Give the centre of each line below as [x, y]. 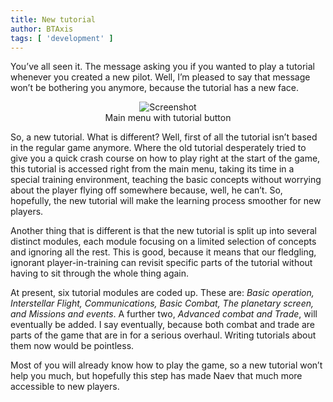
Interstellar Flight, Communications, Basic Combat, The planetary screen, [162, 303]
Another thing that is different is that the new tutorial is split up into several [164, 231]
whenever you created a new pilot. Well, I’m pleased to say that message [160, 77]
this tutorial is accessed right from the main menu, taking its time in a [152, 169]
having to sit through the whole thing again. [100, 273]
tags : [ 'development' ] [62, 38]
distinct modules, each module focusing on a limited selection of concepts [163, 242]
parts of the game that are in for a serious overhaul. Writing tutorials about [163, 335]
